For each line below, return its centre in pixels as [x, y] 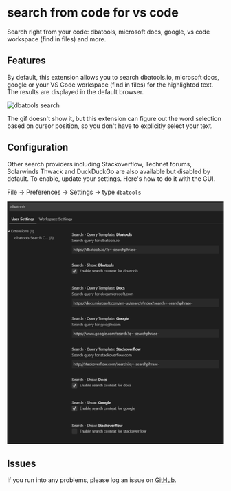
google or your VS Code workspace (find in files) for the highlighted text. [110, 85]
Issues [22, 463]
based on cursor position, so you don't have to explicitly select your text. [110, 126]
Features [26, 61]
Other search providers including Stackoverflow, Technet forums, [100, 164]
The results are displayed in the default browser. [76, 91]
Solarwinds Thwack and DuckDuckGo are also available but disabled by [109, 171]
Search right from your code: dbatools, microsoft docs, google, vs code [109, 32]
